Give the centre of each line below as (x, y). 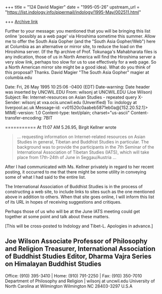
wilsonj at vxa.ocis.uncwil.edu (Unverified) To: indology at (79, 102)
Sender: (13, 102)
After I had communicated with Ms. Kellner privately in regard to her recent (79, 167)
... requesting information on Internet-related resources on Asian (81, 137)
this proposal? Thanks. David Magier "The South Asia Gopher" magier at (77, 72)
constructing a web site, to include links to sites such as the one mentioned (80, 192)
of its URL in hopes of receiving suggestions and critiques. (63, 202)
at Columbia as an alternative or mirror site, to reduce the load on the (74, 46)
